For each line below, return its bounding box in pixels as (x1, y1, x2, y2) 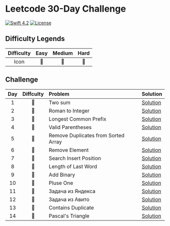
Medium (52, 49, 73, 56)
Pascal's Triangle (49, 212, 90, 219)
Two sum (49, 99, 71, 106)
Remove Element (49, 146, 89, 154)
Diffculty (22, 90, 44, 97)
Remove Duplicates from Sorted (49, 132, 125, 139)
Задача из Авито (49, 196, 90, 203)
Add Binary (49, 171, 75, 178)
